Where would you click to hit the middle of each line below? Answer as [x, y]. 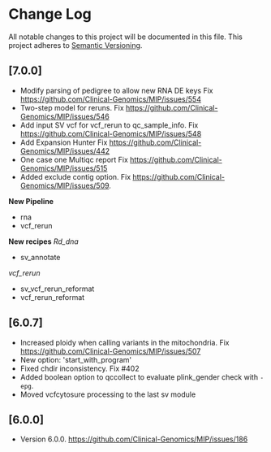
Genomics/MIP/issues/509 [65, 185]
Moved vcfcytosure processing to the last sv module [108, 394]
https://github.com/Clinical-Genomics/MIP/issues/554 [110, 99]
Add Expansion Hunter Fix [64, 142]
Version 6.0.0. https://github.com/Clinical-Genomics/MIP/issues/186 [134, 439]
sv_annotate [40, 257]
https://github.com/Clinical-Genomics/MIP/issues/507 [110, 351]
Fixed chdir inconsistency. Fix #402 [80, 368]
